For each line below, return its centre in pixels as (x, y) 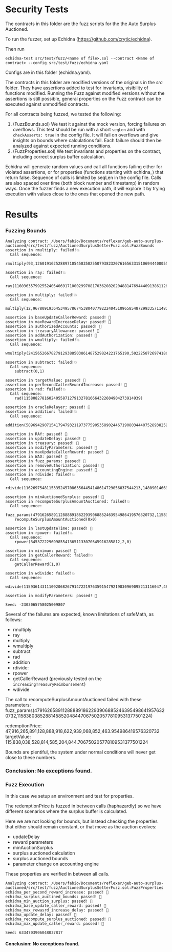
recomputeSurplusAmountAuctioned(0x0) (56, 520)
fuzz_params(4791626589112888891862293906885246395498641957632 (85, 710)
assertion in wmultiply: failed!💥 (42, 340)
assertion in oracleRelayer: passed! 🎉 (48, 407)
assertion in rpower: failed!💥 (39, 533)
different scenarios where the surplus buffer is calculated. (66, 811)
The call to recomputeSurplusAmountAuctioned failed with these (73, 700)
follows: (14, 620)
